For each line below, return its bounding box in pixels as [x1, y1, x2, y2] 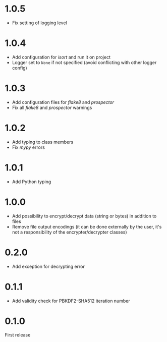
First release [5, 332, 31, 338]
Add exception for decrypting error [12, 263, 85, 269]
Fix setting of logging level [12, 20, 68, 26]
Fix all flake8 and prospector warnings [12, 104, 92, 110]
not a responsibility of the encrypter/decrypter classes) [12, 229, 127, 235]
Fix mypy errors [12, 144, 45, 150]
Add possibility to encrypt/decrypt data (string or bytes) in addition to [12, 213, 157, 219]
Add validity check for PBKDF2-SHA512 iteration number [12, 298, 130, 304]
